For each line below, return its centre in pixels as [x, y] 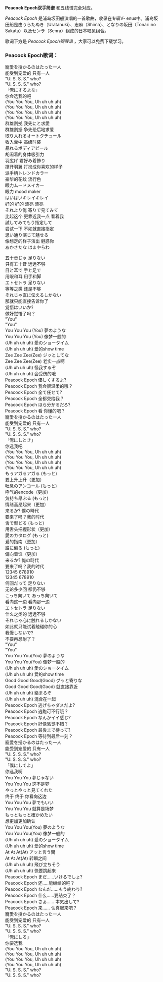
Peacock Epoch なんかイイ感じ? [38, 718]
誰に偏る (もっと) [23, 548]
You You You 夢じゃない [30, 778]
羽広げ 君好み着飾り [25, 161]
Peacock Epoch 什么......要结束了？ [41, 895]
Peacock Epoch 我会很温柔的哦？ [39, 386]
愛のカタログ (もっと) [27, 535]
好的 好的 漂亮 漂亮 [24, 204]
